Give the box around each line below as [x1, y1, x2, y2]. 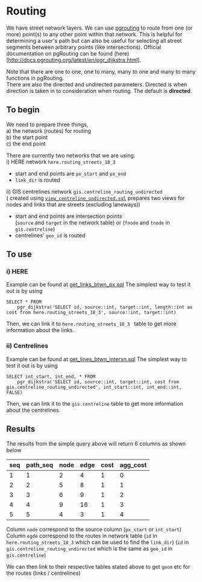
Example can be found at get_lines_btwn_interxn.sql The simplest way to [6, 355, 187, 363]
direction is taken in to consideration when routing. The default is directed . [6, 87, 192, 94]
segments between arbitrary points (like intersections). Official [6, 43, 162, 51]
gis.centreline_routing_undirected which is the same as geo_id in [6, 545, 173, 552]
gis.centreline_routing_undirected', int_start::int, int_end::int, [6, 384, 182, 390]
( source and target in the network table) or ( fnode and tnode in [14, 219, 170, 226]
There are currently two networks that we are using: [6, 152, 136, 159]
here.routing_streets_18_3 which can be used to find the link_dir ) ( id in [6, 539, 189, 546]
